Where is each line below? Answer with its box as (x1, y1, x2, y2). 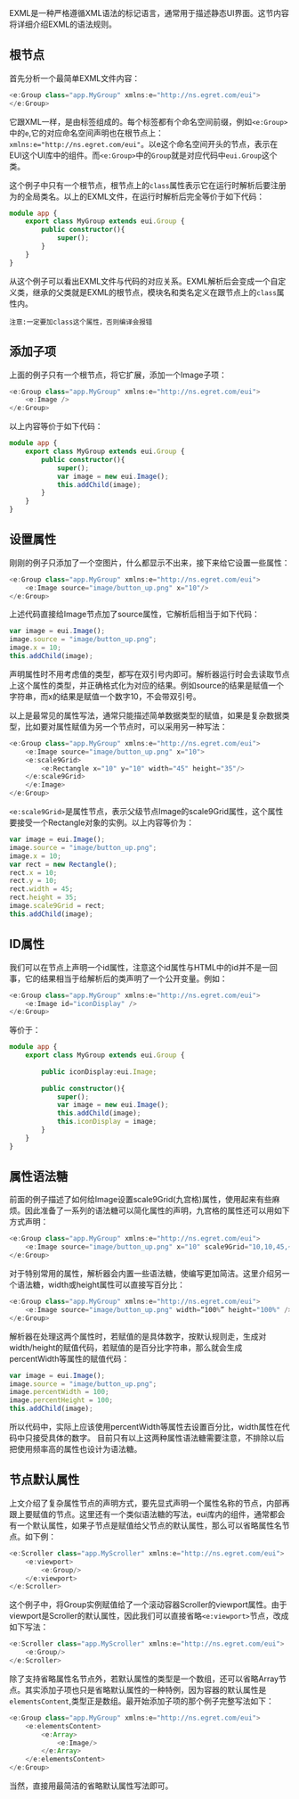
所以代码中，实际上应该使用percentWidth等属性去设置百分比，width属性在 (9, 1422, 282, 1432)
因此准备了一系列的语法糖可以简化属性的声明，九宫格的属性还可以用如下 (24, 1205, 290, 1216)
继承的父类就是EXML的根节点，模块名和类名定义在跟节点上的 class (32, 286, 278, 297)
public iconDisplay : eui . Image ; (41, 1067, 158, 1077)
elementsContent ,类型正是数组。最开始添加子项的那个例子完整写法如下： (9, 1696, 274, 1706)
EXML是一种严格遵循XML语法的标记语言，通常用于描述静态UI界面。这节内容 (9, 8, 289, 18)
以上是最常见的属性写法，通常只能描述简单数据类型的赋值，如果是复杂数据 (9, 710, 282, 721)
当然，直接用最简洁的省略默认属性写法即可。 (9, 1780, 174, 1791)
